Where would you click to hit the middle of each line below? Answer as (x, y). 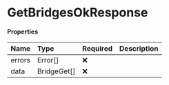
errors (21, 60)
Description (139, 48)
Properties (23, 32)
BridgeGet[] (56, 71)
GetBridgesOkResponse (78, 13)
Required (98, 48)
